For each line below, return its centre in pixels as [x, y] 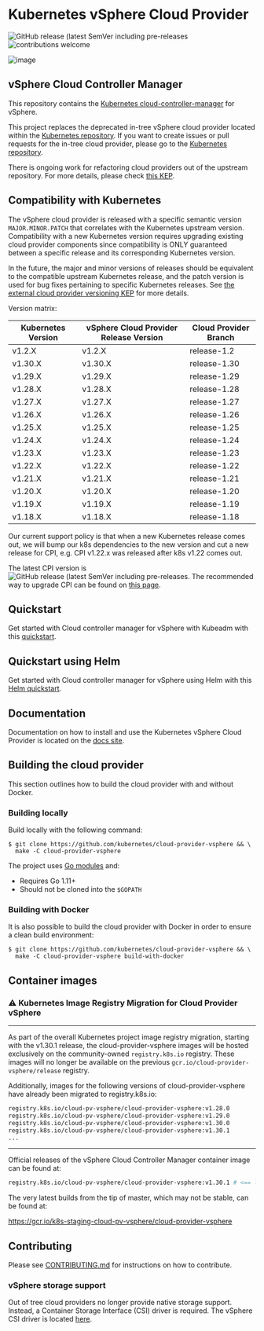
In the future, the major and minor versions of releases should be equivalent [131, 268]
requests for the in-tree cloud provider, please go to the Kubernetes [118, 144]
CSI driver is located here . [50, 1319]
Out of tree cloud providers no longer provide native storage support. [120, 1303]
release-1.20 [214, 491]
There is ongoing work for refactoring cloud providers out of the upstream [128, 167]
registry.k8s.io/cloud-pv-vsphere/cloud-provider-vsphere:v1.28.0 [119, 1109]
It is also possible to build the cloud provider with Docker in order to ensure [130, 927]
